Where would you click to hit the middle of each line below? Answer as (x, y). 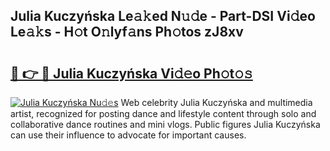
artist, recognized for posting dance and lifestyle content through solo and (163, 113)
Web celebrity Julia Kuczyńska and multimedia (216, 102)
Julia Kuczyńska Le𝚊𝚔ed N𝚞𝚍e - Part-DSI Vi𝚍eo (163, 16)
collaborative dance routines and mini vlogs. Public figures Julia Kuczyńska (165, 124)
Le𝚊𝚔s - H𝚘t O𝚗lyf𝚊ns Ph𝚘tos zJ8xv (127, 32)
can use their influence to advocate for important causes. (128, 135)
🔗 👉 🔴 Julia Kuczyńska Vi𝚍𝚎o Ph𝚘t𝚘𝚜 (131, 73)
